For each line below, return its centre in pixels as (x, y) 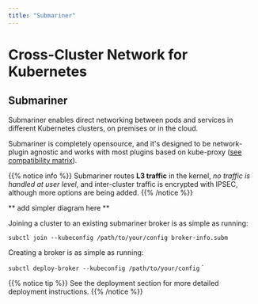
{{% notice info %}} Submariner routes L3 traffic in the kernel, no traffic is (129, 176)
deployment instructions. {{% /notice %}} (76, 291)
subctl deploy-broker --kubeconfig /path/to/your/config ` (106, 268)
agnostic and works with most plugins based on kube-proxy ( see (136, 152)
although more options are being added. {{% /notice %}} (101, 192)
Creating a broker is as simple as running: (76, 252)
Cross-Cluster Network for (98, 54)
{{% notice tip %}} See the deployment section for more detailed (114, 283)
